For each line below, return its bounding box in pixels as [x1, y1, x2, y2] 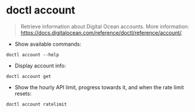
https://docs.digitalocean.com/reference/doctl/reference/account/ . [20, 29, 183, 36]
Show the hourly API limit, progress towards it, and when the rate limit [14, 83, 184, 91]
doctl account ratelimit [6, 101, 67, 107]
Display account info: [14, 62, 67, 69]
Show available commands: [14, 40, 81, 47]
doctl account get [6, 73, 51, 79]
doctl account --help [6, 52, 60, 57]
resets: [14, 90, 32, 97]
